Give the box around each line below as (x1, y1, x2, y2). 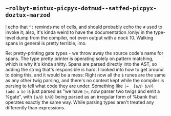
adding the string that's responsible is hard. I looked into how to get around (5, 66, 164, 72)
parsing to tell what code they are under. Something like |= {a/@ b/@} (5, 83, 155, 89)
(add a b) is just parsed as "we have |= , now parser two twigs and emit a (5, 88, 160, 94)
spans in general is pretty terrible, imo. (5, 40, 87, 46)
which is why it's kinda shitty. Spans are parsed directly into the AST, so (5, 61, 157, 67)
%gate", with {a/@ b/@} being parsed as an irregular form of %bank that (5, 93, 157, 100)
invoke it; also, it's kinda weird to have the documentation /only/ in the (5, 29, 153, 35)
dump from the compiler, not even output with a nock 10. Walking (16, 34, 154, 41)
